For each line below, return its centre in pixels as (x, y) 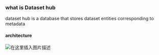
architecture (19, 35)
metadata (15, 24)
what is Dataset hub (31, 8)
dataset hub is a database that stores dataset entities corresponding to (79, 19)
